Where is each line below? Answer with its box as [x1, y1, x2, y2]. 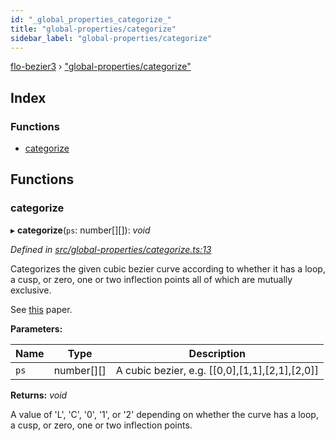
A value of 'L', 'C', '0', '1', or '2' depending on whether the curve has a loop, [10, 408, 319, 420]
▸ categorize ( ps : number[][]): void [10, 224, 151, 236]
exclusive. [10, 284, 52, 296]
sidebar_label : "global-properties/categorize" [10, 33, 213, 43]
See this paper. [10, 303, 73, 315]
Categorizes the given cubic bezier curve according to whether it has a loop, [10, 262, 326, 275]
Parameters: [10, 322, 63, 335]
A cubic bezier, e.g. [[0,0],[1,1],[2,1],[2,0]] [115, 363, 319, 377]
